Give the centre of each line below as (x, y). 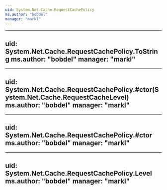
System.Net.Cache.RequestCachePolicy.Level (79, 173)
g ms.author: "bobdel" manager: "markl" (70, 59)
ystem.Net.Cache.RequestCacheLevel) (67, 97)
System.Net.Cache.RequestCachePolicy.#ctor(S (82, 90)
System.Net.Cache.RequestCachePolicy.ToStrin (82, 51)
